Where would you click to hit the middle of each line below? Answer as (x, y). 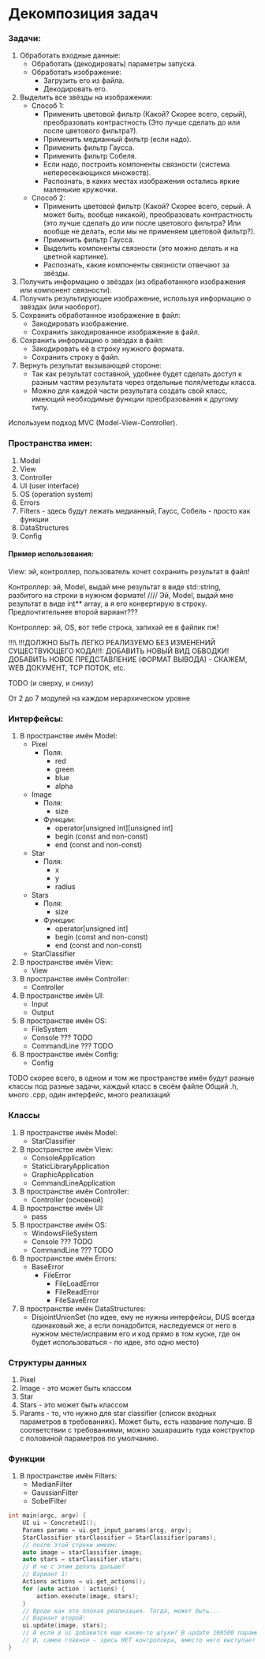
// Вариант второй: (54, 1618)
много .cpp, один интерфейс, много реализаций (90, 1095)
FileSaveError (77, 1300)
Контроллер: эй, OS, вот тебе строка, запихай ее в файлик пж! (114, 627)
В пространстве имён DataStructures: (82, 1308)
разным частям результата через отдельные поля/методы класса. (144, 383)
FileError (57, 1275)
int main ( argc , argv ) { (47, 1515)
